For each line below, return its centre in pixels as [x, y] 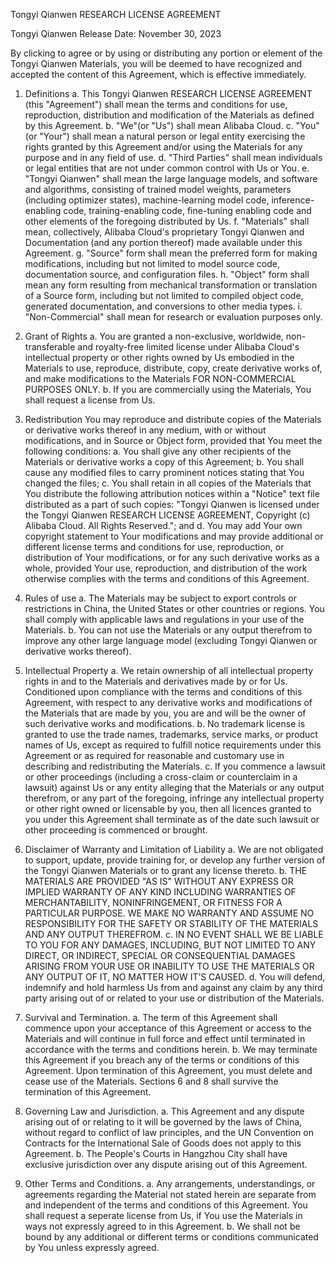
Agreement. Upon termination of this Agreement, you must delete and [168, 1070]
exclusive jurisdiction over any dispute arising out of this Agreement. [166, 1164]
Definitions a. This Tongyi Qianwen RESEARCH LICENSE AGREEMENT [168, 93]
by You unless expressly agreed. [92, 1247]
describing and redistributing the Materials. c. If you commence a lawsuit [175, 766]
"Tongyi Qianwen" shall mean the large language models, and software [171, 178]
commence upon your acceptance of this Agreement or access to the [168, 1028]
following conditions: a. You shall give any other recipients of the [158, 451]
